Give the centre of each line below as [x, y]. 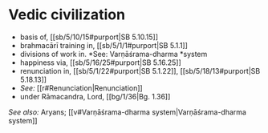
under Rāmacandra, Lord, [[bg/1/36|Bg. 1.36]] [95, 96]
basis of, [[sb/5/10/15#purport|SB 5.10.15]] [89, 37]
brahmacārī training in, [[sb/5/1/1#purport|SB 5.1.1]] [104, 45]
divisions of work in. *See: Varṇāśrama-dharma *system [114, 54]
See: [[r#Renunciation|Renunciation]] [81, 88]
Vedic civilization [67, 15]
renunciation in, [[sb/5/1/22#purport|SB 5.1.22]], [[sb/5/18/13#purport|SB [140, 71]
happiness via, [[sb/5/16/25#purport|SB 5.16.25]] [101, 62]
